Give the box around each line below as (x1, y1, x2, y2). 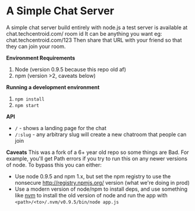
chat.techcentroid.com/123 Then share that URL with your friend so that (6, 36, 183, 43)
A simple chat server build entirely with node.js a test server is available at (6, 24, 188, 31)
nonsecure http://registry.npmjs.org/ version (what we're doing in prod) (14, 179, 190, 186)
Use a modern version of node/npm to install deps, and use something (14, 185, 188, 193)
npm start (14, 102, 40, 108)
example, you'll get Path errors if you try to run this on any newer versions (6, 155, 188, 162)
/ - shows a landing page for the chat (14, 124, 107, 131)
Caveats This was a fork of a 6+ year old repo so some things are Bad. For (6, 149, 189, 156)
